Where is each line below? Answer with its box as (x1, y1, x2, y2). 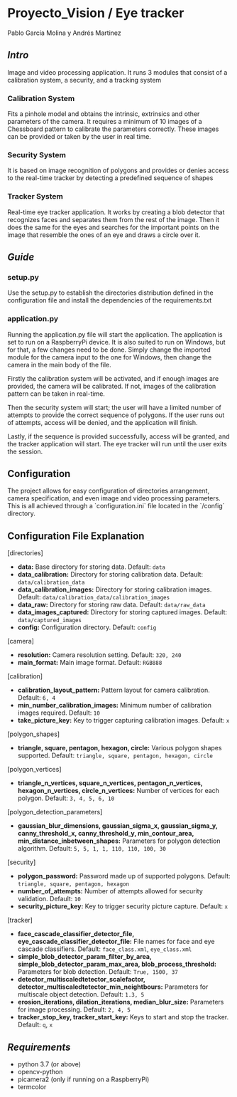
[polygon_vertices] (7, 765, 62, 774)
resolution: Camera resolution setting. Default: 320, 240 (17, 651, 182, 659)
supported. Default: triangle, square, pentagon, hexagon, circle (17, 751, 213, 760)
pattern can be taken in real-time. (7, 389, 105, 398)
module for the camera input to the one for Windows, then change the (7, 352, 212, 361)
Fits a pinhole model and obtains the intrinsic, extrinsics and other (7, 110, 200, 118)
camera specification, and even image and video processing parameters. (7, 494, 221, 503)
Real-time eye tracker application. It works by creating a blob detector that (7, 208, 225, 216)
